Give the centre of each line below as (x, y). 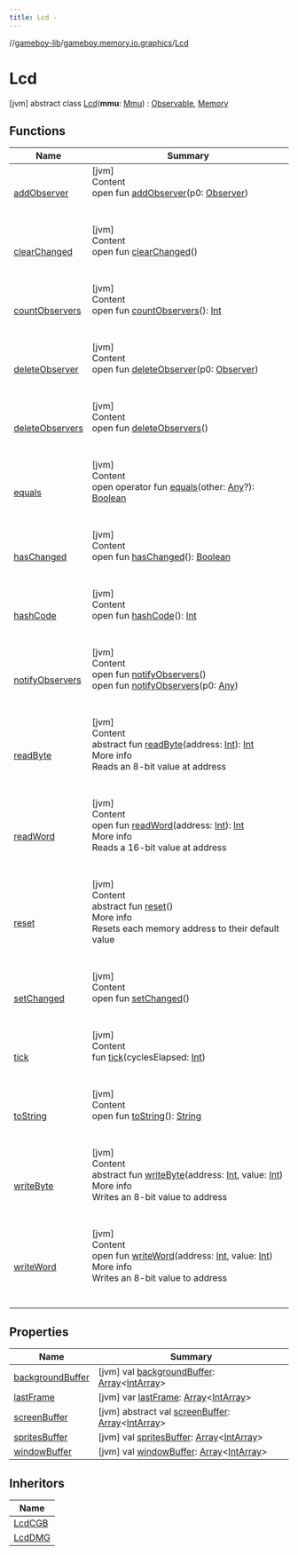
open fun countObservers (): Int (157, 311)
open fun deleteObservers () (150, 429)
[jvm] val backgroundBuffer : (157, 1372)
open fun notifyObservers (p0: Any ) (165, 686)
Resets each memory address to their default (185, 928)
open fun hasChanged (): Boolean (161, 557)
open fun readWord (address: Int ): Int (168, 825)
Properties (39, 1332)
